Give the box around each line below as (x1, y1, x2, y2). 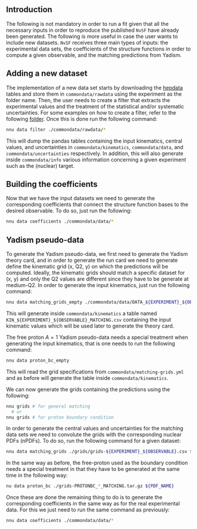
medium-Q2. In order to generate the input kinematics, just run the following (6, 282, 190, 288)
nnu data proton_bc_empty (6, 358, 69, 363)
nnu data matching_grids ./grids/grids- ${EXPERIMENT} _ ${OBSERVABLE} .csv (6, 449, 188, 454)
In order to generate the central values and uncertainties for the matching (6, 425, 184, 432)
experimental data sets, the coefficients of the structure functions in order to (6, 45, 191, 52)
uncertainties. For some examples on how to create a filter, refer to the (6, 109, 176, 116)
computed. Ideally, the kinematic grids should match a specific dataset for (6, 269, 185, 276)
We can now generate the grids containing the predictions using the (6, 386, 170, 393)
